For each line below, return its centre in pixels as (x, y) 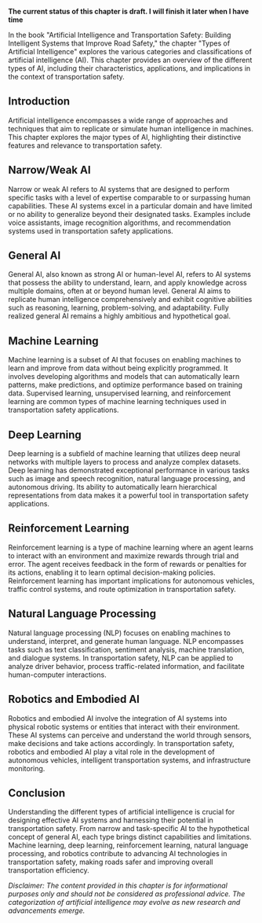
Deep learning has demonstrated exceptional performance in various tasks (129, 470)
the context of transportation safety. (67, 77)
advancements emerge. (47, 910)
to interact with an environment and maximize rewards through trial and (124, 555)
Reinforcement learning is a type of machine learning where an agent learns (131, 547)
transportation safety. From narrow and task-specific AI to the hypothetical (129, 829)
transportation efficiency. (49, 870)
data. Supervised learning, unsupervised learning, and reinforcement (120, 393)
